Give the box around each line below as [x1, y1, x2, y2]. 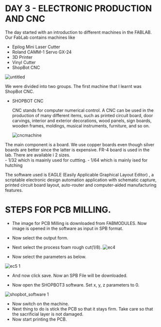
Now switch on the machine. [12, 301, 69, 307]
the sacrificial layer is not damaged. [12, 311, 83, 317]
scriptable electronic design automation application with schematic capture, [5, 177, 157, 183]
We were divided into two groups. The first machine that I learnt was [5, 83, 142, 89]
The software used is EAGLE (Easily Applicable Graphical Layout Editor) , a [5, 172, 154, 177]
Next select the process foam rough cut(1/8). [12, 244, 102, 250]
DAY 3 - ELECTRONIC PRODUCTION [5, 3, 152, 14]
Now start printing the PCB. [12, 316, 67, 322]
